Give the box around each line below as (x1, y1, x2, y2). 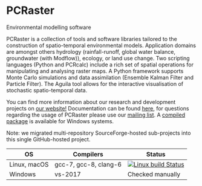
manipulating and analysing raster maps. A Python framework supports (6, 67, 184, 74)
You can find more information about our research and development (6, 98, 176, 106)
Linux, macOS (9, 160, 49, 168)
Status (146, 150, 166, 158)
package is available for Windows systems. (6, 117, 114, 124)
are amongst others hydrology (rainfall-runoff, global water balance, (6, 48, 175, 55)
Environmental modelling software (6, 24, 92, 31)
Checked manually (127, 170, 180, 178)
